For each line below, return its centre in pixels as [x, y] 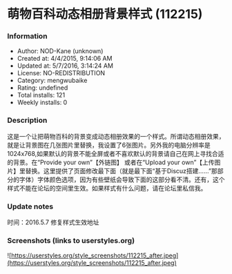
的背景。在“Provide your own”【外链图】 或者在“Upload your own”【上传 [111, 162]
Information [27, 37]
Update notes [30, 206]
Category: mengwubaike [52, 81]
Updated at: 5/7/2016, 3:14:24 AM [65, 66]
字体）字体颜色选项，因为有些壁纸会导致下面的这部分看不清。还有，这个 [122, 179]
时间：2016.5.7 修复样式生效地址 [53, 222]
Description [27, 120]
